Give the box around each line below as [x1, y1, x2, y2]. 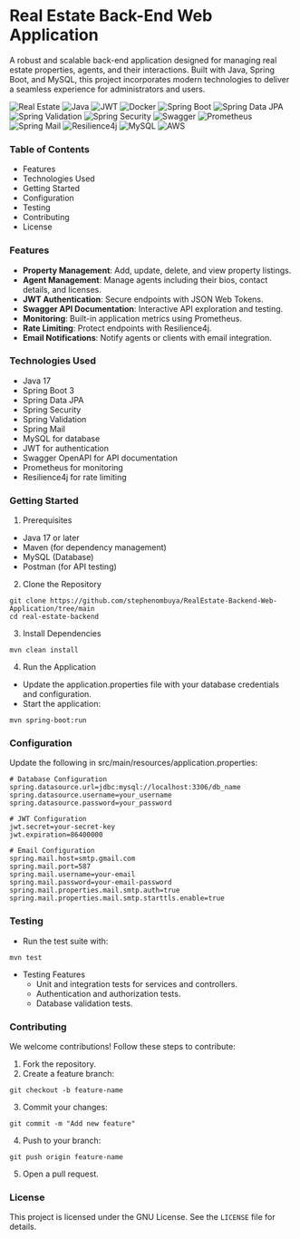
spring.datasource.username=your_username [9, 790, 172, 800]
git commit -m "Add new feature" [9, 1119, 136, 1128]
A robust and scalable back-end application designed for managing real [9, 54, 277, 65]
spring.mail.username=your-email [9, 870, 136, 879]
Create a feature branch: [22, 1069, 115, 1079]
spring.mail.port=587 [9, 862, 92, 871]
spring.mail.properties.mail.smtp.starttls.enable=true [9, 894, 225, 903]
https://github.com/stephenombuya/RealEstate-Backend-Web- [49, 596, 278, 605]
